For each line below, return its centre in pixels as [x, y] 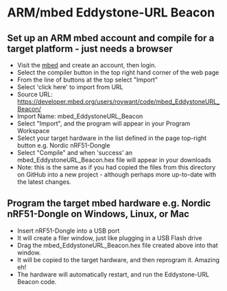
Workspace [33, 131]
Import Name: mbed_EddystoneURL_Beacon [80, 116]
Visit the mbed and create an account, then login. [86, 65]
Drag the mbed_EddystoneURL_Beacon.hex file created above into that [117, 245]
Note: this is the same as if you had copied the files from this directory [116, 167]
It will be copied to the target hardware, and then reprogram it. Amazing [118, 259]
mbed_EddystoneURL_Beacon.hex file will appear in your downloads [114, 160]
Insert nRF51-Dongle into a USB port [68, 231]
